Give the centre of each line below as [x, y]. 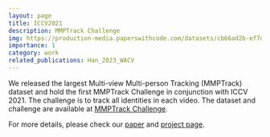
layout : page [30, 16]
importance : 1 [32, 46]
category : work [34, 53]
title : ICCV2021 [35, 23]
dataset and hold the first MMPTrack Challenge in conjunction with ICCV [128, 91]
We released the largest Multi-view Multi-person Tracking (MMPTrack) [125, 83]
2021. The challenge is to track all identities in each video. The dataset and [132, 100]
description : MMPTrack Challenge [64, 30]
